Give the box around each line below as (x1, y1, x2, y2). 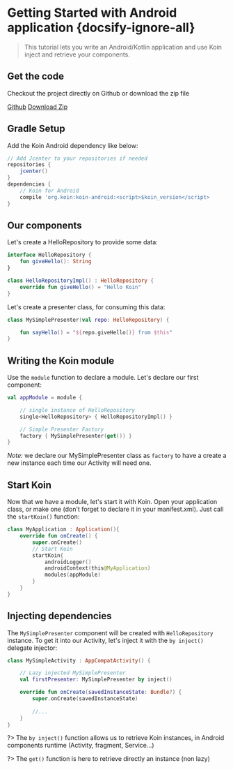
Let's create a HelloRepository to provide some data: (7, 238, 158, 246)
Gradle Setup (7, 123, 65, 135)
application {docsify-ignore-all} (7, 20, 195, 36)
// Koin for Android (19, 187, 79, 194)
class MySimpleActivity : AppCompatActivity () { (7, 657, 151, 664)
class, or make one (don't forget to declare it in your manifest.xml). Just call (7, 505, 224, 514)
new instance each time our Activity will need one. (7, 459, 152, 467)
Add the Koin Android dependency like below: (7, 141, 138, 149)
